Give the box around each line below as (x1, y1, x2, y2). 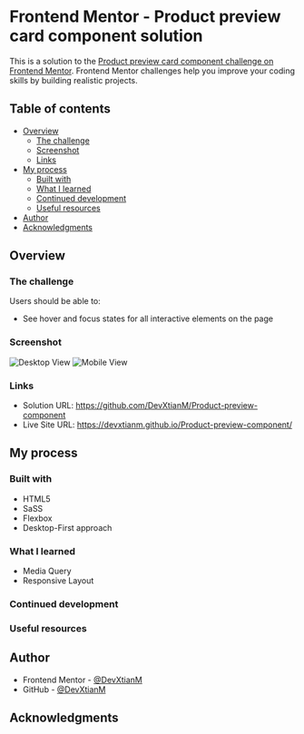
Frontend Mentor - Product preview (9, 6, 281, 27)
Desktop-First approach (22, 522, 113, 533)
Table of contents (9, 102, 111, 117)
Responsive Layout (22, 575, 94, 586)
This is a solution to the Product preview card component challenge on (9, 55, 274, 66)
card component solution (9, 25, 203, 46)
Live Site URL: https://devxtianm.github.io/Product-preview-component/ (22, 419, 293, 430)
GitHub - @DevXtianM (22, 683, 106, 695)
